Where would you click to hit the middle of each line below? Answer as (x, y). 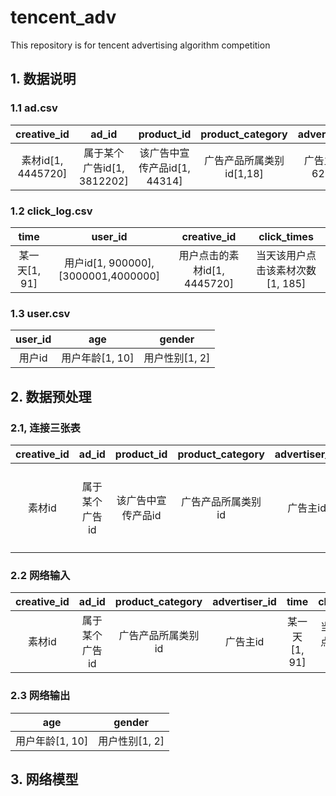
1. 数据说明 (43, 79)
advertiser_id (244, 602)
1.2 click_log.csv (51, 211)
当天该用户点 (286, 255)
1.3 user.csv (40, 313)
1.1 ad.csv (34, 108)
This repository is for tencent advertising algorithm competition (140, 45)
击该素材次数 (286, 270)
